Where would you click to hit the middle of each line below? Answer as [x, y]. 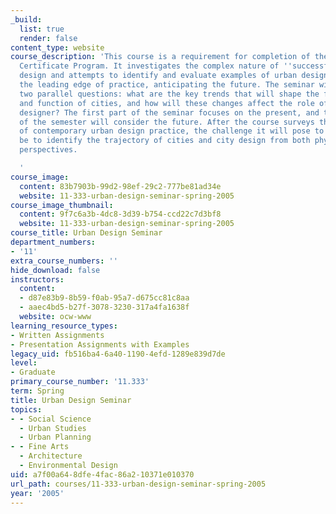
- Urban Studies [53, 428]
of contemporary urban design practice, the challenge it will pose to [172, 131]
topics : [26, 409]
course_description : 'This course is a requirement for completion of [160, 57]
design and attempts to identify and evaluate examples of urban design [174, 76]
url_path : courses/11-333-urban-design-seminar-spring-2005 [138, 484]
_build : [26, 19]
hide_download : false [55, 270]
